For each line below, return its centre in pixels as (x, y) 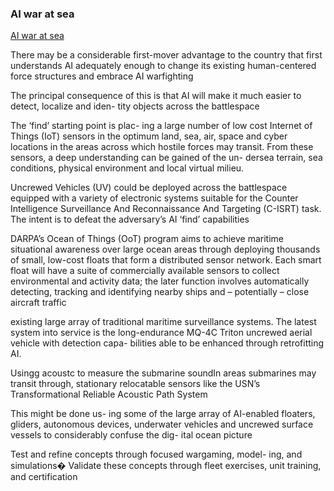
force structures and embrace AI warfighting (102, 76)
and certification (44, 477)
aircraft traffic (38, 303)
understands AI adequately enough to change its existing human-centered (163, 66)
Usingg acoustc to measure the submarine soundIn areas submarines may (163, 373)
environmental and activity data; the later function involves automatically (160, 281)
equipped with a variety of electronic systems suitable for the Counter (154, 198)
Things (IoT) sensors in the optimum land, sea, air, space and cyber (149, 136)
